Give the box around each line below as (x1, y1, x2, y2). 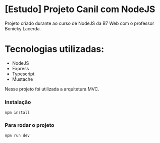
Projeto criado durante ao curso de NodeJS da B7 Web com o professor (5, 20, 154, 26)
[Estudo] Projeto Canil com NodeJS (5, 4, 155, 15)
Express (12, 65, 29, 71)
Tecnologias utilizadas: (5, 43, 104, 55)
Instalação (5, 99, 31, 106)
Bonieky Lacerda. (5, 25, 41, 31)
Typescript (12, 71, 35, 77)
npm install (5, 110, 30, 115)
